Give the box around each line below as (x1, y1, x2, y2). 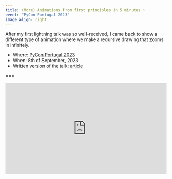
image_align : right (5, 17, 47, 22)
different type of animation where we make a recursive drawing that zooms (5, 36, 164, 43)
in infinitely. (5, 42, 30, 48)
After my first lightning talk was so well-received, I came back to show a (5, 31, 158, 37)
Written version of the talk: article (12, 63, 83, 69)
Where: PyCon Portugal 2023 (12, 52, 75, 58)
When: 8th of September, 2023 (12, 57, 78, 64)
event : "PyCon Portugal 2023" (5, 12, 70, 17)
